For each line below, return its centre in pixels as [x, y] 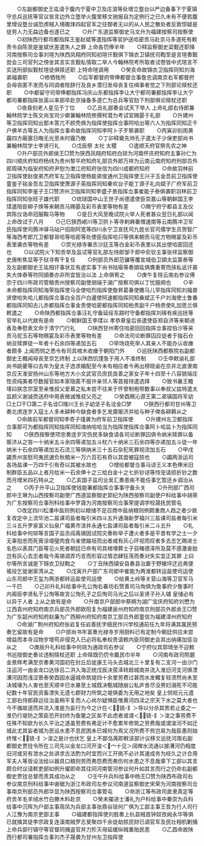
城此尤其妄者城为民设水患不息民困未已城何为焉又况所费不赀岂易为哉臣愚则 [99, 731]
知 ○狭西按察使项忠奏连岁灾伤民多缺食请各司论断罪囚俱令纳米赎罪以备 [100, 434]
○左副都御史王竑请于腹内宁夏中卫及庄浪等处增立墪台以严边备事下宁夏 [104, 9]
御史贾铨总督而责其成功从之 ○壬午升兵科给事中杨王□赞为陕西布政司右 [100, 776]
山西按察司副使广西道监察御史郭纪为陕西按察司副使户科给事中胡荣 [115, 495]
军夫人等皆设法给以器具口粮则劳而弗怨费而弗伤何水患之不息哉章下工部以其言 [102, 761]
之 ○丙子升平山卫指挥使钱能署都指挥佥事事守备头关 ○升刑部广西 [98, 487]
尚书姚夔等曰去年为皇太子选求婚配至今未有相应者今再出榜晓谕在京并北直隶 [99, 366]
